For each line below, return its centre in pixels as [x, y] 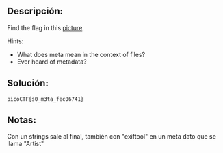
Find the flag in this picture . [45, 27]
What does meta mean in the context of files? [81, 54]
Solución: [28, 83]
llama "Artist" [26, 144]
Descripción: [35, 11]
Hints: [15, 41]
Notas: [22, 120]
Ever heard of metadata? [52, 62]
